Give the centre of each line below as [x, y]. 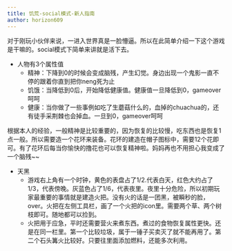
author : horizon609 [35, 20]
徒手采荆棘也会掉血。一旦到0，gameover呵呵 [98, 115]
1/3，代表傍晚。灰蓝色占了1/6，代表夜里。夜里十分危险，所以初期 [120, 188]
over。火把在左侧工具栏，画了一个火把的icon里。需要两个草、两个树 [125, 205]
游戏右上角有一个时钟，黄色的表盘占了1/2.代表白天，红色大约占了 [120, 180]
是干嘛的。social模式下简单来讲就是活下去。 [70, 49]
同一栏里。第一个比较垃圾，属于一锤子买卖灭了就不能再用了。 [127, 232]
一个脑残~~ [23, 156]
